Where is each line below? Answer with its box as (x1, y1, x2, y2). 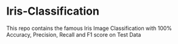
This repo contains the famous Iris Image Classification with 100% (6, 24, 173, 32)
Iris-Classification (6, 4, 99, 18)
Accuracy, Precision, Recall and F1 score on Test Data (6, 31, 141, 38)
